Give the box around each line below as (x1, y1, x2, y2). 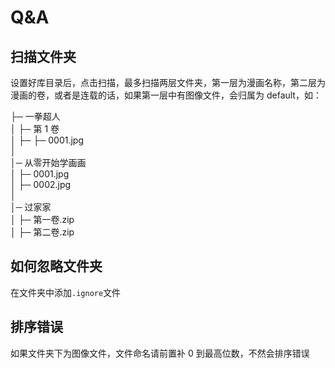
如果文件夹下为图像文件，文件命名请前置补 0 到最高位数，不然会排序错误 (10, 347, 310, 359)
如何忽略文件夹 (10, 258, 103, 275)
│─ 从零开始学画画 (10, 157, 87, 168)
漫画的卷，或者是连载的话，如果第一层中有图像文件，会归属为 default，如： (10, 89, 322, 101)
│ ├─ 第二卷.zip (10, 226, 75, 238)
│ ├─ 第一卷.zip (10, 214, 75, 225)
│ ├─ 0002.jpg (10, 179, 72, 190)
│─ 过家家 (10, 201, 52, 213)
